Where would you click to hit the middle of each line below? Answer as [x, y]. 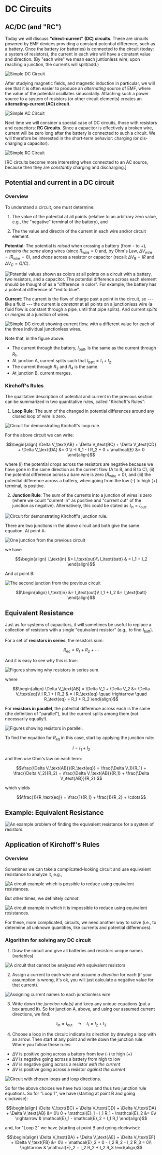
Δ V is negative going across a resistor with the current [66, 1064]
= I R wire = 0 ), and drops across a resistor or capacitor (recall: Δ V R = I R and [80, 258]
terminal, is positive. [25, 486]
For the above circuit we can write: [39, 435]
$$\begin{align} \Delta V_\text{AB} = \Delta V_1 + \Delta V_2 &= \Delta [81, 688]
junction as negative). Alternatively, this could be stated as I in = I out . [80, 506]
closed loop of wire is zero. [39, 416]
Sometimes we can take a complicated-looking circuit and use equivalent [78, 869]
